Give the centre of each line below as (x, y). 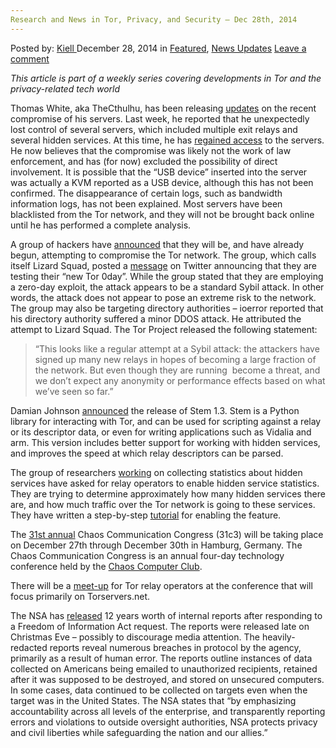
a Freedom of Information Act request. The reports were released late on (160, 626)
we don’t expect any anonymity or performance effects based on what (180, 380)
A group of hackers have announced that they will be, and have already (157, 244)
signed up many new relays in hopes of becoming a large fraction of (175, 359)
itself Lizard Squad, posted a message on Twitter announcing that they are (164, 265)
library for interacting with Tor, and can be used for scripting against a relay (166, 421)
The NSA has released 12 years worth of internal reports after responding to (166, 615)
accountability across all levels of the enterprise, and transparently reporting (168, 711)
